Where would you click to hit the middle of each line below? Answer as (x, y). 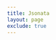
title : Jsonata (28, 13)
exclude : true (27, 26)
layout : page (25, 20)
